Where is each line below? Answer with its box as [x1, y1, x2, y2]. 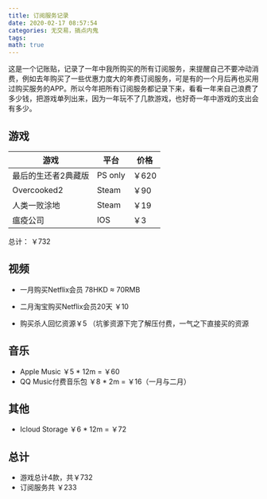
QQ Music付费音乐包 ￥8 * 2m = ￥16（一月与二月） [19, 377, 191, 386]
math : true [8, 41, 44, 49]
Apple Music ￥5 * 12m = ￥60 [19, 366, 121, 376]
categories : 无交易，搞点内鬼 [8, 26, 99, 34]
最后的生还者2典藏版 [12, 170, 90, 181]
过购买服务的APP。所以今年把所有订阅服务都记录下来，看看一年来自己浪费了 [8, 84, 259, 94]
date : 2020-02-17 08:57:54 [8, 19, 98, 27]
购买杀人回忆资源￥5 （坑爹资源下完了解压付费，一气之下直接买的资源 [19, 319, 250, 328]
